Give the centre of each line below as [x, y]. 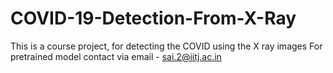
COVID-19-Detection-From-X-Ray [153, 18]
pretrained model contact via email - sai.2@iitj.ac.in [116, 56]
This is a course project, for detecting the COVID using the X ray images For [166, 46]
